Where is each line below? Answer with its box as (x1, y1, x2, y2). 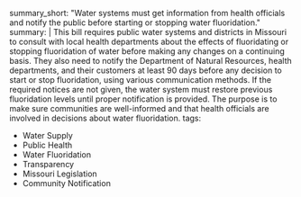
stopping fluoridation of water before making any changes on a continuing (9, 46, 286, 57)
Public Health (22, 139, 73, 150)
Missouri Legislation (22, 168, 97, 179)
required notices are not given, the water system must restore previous (9, 85, 273, 94)
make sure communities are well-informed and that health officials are (9, 103, 269, 113)
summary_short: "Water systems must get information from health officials (9, 8, 286, 18)
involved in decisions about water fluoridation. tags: (9, 112, 202, 123)
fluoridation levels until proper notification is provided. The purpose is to (9, 94, 278, 104)
